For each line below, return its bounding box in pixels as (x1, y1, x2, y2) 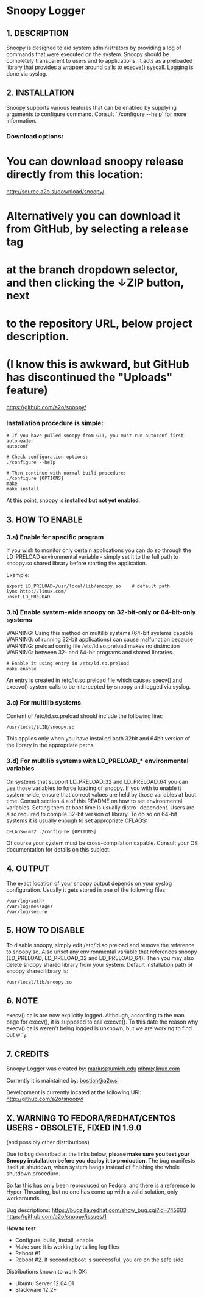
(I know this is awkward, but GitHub (6, 357, 190, 371)
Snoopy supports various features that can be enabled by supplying (6, 104, 177, 111)
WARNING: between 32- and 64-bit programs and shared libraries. (6, 649, 174, 656)
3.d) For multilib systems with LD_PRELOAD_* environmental (6, 756, 189, 765)
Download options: (6, 132, 64, 140)
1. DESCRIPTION (6, 28, 69, 38)
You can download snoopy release (6, 154, 184, 168)
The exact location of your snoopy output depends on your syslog (6, 880, 172, 887)
